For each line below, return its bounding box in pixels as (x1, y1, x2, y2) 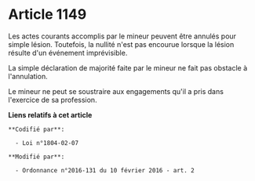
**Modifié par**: (8, 153, 65, 161)
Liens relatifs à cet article (8, 110, 93, 119)
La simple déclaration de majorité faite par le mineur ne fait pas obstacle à (8, 63, 248, 72)
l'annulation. (8, 71, 49, 81)
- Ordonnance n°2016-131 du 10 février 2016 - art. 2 (15, 166, 195, 174)
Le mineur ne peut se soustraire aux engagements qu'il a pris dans (8, 86, 224, 96)
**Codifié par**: (8, 125, 65, 133)
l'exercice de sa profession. (8, 95, 97, 104)
